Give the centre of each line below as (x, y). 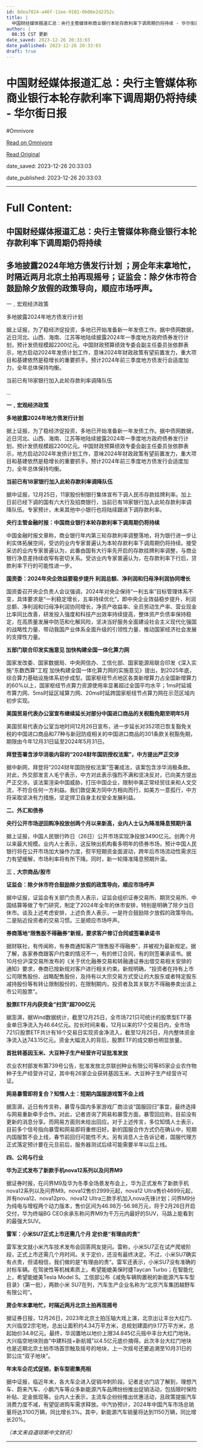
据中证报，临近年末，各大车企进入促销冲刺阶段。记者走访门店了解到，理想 (99, 1382)
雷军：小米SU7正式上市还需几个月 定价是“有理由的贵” (73, 1234)
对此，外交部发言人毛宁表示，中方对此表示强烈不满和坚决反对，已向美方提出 (101, 775)
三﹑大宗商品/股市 (29, 872)
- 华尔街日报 (37, 113)
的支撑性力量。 (25, 637)
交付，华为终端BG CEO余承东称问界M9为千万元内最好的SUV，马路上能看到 (100, 1213)
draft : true (21, 52)
